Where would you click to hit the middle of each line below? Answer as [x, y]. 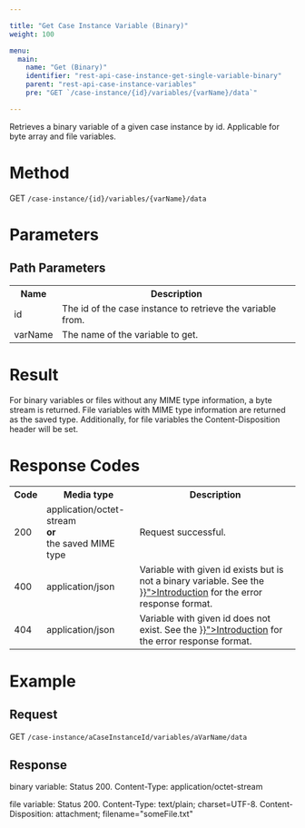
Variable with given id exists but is [212, 569]
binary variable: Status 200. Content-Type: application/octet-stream [136, 787]
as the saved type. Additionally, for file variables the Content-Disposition [145, 419]
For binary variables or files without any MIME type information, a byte [141, 399]
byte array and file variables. [63, 136]
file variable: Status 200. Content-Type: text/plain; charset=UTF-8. [134, 804]
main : [28, 59]
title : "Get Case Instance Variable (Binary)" [99, 25]
